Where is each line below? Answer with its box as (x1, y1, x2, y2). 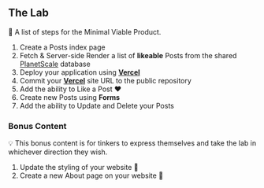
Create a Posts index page (19, 42, 106, 52)
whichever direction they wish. (8, 147, 108, 157)
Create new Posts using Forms (19, 92, 121, 101)
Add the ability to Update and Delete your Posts (19, 101, 175, 110)
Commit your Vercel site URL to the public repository (19, 76, 191, 85)
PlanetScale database (19, 59, 91, 68)
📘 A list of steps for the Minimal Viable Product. (8, 27, 162, 36)
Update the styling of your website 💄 (19, 163, 139, 172)
